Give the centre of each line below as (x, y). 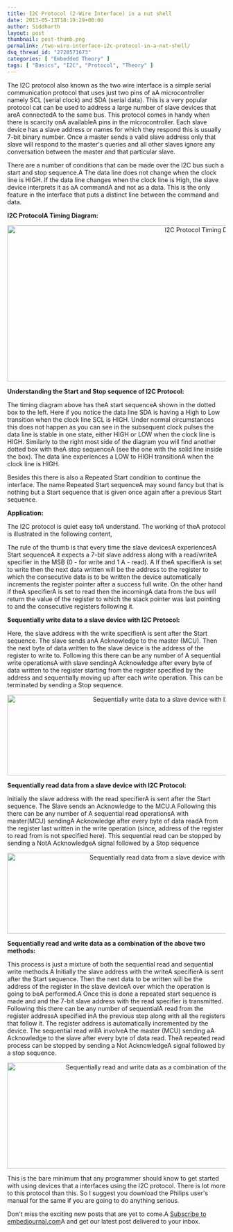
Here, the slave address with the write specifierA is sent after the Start (107, 633)
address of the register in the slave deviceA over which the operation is (109, 986)
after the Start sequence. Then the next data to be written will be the (105, 979)
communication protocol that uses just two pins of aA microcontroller (106, 92)
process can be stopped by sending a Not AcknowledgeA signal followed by (116, 1045)
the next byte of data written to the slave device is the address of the (106, 648)
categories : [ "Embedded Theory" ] (59, 59)
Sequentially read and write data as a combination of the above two (106, 943)
